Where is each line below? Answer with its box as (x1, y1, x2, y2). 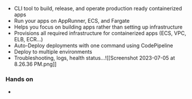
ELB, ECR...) (13, 36, 43, 43)
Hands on (5, 75, 33, 83)
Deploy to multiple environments (13, 48, 92, 55)
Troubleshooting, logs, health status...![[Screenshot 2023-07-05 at (13, 55, 175, 61)
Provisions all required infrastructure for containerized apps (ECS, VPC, (13, 30, 187, 37)
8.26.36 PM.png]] (13, 61, 57, 68)
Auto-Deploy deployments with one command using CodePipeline (13, 42, 173, 49)
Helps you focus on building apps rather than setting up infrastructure (13, 23, 183, 30)
